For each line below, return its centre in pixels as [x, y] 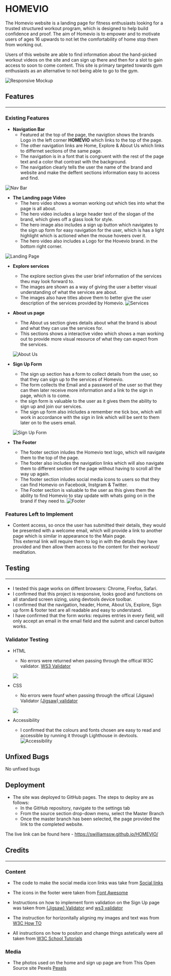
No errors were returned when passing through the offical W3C [87, 660]
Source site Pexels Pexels [39, 968]
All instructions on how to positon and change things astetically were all [88, 933]
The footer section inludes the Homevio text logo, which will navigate [93, 452]
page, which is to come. [45, 396]
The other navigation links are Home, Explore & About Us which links [92, 145]
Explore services [31, 266]
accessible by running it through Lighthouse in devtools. [79, 735]
